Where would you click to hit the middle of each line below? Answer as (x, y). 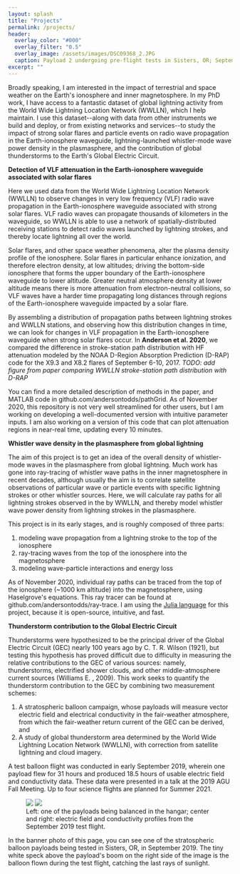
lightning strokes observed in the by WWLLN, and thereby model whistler (115, 502)
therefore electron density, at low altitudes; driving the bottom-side (106, 265)
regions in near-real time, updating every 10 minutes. (85, 430)
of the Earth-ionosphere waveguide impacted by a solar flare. (98, 303)
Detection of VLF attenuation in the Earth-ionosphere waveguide (106, 169)
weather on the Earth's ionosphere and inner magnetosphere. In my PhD (114, 95)
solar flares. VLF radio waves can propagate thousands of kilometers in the (118, 213)
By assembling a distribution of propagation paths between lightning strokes (120, 317)
